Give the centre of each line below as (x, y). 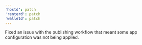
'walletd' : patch (23, 18)
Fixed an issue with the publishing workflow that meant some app (71, 32)
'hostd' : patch (21, 9)
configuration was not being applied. (42, 37)
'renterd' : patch (23, 14)
